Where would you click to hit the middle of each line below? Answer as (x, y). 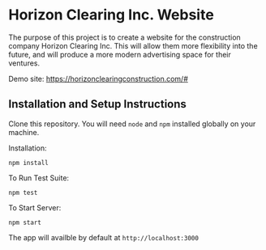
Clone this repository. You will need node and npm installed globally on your (132, 124)
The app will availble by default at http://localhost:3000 (103, 237)
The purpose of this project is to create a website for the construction (124, 37)
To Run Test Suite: (39, 178)
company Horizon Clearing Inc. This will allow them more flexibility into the (133, 45)
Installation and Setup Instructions (97, 104)
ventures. (24, 63)
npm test (23, 193)
